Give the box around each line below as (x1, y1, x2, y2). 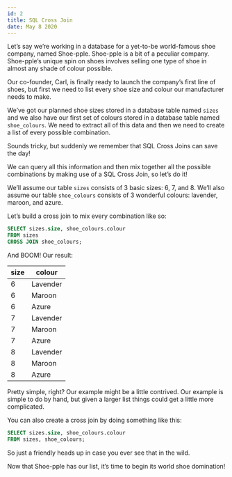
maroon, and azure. (7, 198, 63, 207)
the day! (7, 149, 31, 157)
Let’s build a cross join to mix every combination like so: (7, 212, 167, 220)
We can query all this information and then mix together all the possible (7, 163, 211, 171)
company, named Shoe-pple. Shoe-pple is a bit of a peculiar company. (7, 49, 210, 58)
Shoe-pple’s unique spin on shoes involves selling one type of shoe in (7, 57, 207, 65)
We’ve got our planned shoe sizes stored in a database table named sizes (7, 106, 219, 115)
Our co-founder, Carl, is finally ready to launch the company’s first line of (7, 78, 216, 86)
